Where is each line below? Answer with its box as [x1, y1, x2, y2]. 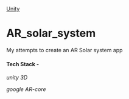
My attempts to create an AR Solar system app [6, 46, 123, 53]
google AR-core [6, 86, 46, 93]
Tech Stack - [6, 60, 40, 67]
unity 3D [6, 74, 28, 81]
